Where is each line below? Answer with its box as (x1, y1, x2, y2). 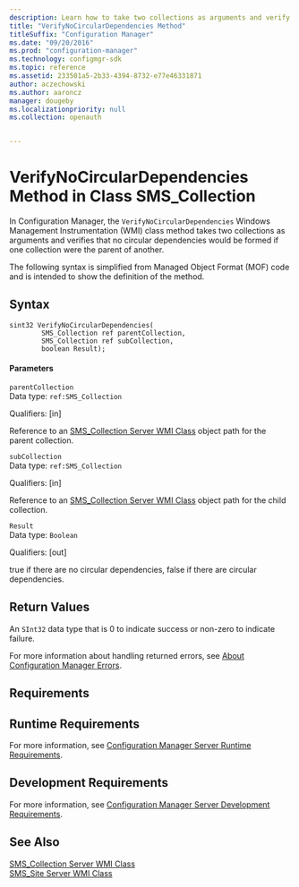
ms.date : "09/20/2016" (9, 38, 94, 47)
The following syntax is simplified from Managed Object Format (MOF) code (9, 261, 290, 273)
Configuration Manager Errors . (9, 660, 123, 670)
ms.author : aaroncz (9, 88, 82, 97)
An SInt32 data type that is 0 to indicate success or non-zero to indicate (9, 623, 276, 634)
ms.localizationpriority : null (9, 105, 126, 114)
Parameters (9, 363, 54, 374)
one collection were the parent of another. (9, 244, 165, 255)
